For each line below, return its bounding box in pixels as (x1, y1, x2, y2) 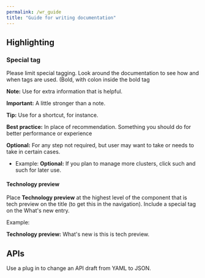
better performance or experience (6, 130, 92, 137)
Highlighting (6, 37, 55, 48)
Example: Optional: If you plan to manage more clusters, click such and (15, 160, 196, 167)
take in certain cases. (6, 148, 61, 156)
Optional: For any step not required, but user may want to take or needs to (6, 142, 195, 149)
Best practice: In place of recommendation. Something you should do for (6, 123, 192, 131)
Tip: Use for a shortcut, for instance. (6, 111, 99, 119)
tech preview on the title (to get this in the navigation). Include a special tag (6, 200, 196, 208)
